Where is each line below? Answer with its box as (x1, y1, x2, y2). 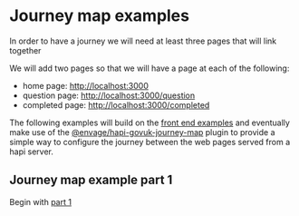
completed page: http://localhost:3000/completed (22, 99, 210, 110)
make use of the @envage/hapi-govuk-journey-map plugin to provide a (9, 126, 275, 137)
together (9, 44, 42, 55)
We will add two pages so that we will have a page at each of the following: (9, 63, 290, 74)
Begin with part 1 (9, 196, 72, 207)
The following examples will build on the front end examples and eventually (9, 117, 290, 128)
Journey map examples (9, 5, 190, 26)
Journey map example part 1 (9, 172, 173, 188)
